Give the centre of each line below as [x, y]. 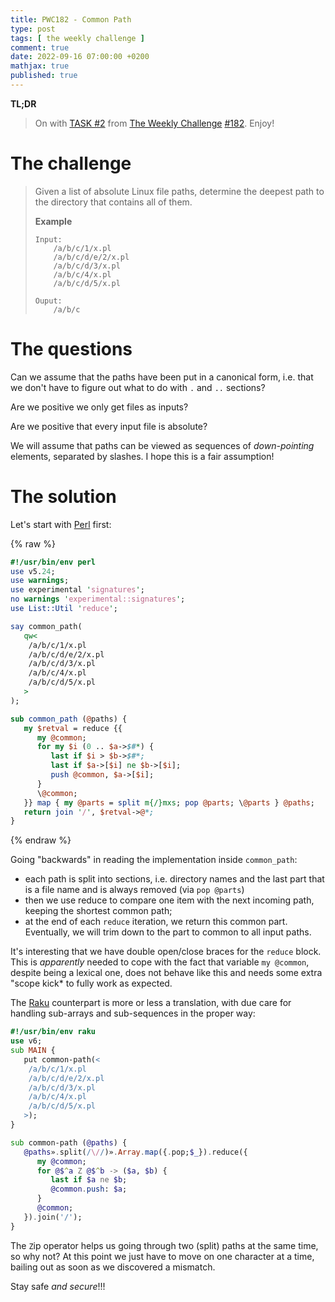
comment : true [40, 47]
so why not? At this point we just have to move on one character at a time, [162, 1256]
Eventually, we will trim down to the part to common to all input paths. [168, 932]
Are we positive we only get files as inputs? [99, 407]
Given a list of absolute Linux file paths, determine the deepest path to [179, 191]
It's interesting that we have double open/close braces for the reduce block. [166, 952]
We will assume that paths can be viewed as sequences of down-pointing [162, 445]
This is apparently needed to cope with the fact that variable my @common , [160, 962]
